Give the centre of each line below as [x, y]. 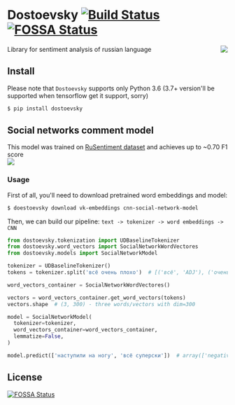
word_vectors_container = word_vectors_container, [86, 330]
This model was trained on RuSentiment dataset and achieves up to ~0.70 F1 [117, 147]
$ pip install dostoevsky [45, 109]
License [25, 377]
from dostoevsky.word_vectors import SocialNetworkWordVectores [103, 247]
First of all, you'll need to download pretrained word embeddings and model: [117, 195]
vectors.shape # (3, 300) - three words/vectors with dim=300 [101, 304]
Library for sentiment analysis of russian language [79, 49]
